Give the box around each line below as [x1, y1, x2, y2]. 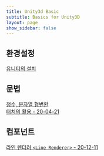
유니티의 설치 [6, 65, 36, 72]
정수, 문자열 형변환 [6, 101, 49, 108]
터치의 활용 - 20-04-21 [6, 108, 60, 115]
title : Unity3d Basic [6, 8, 59, 15]
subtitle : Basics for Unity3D [6, 14, 80, 20]
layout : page [6, 19, 38, 25]
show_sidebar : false [6, 25, 57, 31]
